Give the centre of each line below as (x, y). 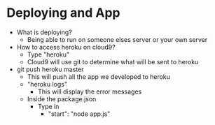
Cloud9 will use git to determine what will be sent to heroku (113, 61)
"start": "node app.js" (79, 114)
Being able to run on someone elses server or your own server (117, 39)
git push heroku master (50, 69)
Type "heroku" (48, 54)
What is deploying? (44, 32)
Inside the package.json (62, 98)
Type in (48, 106)
